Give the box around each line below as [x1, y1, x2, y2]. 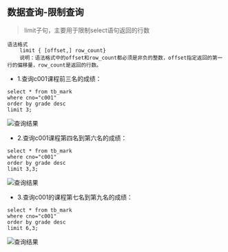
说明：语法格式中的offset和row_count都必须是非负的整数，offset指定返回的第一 [19, 54, 223, 61]
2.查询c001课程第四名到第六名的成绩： [17, 133, 127, 142]
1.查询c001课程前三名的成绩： [17, 74, 102, 82]
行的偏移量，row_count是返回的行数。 [7, 61, 102, 69]
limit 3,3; [7, 165, 39, 172]
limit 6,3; [7, 225, 39, 231]
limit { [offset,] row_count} [19, 47, 107, 54]
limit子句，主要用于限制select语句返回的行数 [23, 26, 150, 34]
